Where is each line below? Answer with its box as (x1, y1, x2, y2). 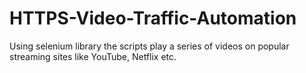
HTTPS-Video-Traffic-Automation (9, 7, 297, 30)
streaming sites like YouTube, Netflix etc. (9, 50, 177, 62)
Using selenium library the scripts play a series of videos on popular (9, 40, 290, 52)
